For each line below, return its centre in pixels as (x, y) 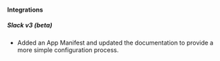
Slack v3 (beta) (30, 25)
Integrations (25, 10)
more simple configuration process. (68, 50)
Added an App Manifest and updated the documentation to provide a (115, 42)
